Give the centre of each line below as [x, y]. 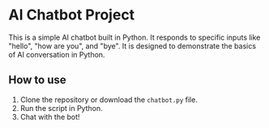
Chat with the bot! [50, 117]
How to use [37, 80]
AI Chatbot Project [72, 15]
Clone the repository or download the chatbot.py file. [109, 100]
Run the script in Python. [61, 108]
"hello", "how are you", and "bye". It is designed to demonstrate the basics [132, 45]
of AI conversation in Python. [57, 54]
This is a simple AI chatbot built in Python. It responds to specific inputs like [134, 37]
